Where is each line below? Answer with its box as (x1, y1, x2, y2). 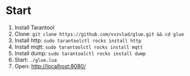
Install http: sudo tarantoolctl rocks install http (14, 36, 142, 44)
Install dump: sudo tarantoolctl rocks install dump (14, 49, 146, 57)
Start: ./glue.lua (14, 56, 57, 63)
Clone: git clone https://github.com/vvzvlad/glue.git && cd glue (14, 30, 185, 37)
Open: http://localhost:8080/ (14, 62, 86, 70)
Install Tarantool (14, 24, 55, 31)
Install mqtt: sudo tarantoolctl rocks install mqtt (14, 43, 143, 50)
